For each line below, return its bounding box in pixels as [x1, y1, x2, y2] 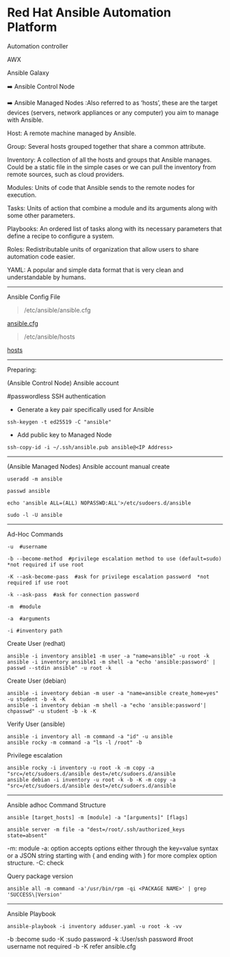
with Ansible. [7, 115, 44, 124]
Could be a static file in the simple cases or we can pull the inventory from [7, 162, 216, 171]
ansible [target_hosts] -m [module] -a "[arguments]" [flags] [7, 814, 188, 821]
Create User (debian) [7, 677, 67, 685]
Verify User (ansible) [7, 720, 66, 728]
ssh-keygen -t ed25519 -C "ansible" [7, 418, 112, 426]
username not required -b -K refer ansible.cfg [7, 942, 136, 950]
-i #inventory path [7, 627, 63, 634]
